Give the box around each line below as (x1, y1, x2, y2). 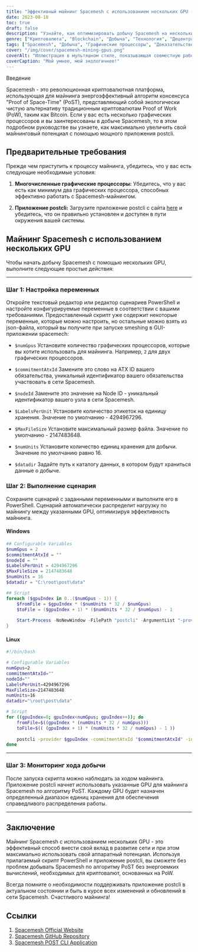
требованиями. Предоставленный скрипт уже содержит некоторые (6, 312, 177, 319)
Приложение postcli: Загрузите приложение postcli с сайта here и (14, 205, 183, 212)
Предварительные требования (6, 147, 127, 157)
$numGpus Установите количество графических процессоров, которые (14, 342, 190, 349)
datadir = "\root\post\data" (6, 698, 72, 704)
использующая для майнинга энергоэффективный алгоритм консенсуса (6, 92, 190, 99)
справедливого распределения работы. (6, 799, 107, 807)
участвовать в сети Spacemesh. (14, 378, 95, 386)
